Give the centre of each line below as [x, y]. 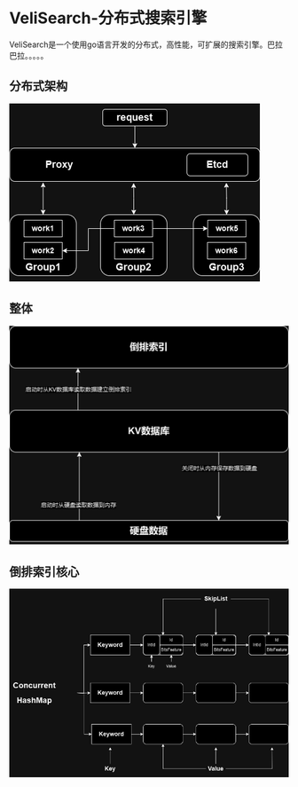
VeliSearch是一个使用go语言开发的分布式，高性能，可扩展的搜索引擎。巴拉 [146, 44]
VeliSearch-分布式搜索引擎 [108, 18]
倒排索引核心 [44, 572]
